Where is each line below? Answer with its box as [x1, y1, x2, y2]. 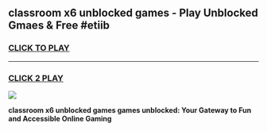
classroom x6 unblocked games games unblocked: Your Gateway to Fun [8, 105, 252, 114]
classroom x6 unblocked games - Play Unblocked [8, 6, 258, 20]
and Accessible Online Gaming [8, 114, 112, 123]
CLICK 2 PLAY [8, 72, 64, 83]
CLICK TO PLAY [8, 43, 70, 54]
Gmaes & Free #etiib [8, 19, 110, 33]
